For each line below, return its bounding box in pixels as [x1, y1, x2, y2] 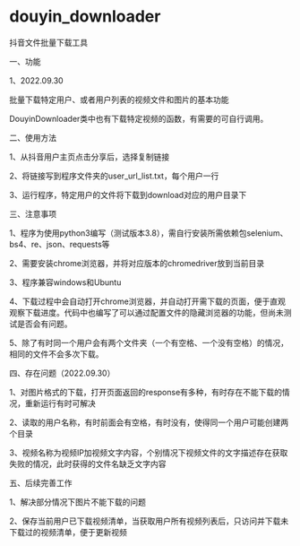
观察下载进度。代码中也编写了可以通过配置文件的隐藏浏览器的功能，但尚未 [9, 307, 284, 317]
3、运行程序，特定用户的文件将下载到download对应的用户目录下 [9, 189, 247, 200]
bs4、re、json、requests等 [9, 238, 110, 249]
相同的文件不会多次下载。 [9, 348, 104, 360]
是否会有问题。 [16, 318, 73, 329]
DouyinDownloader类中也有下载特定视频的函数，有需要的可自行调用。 [9, 113, 269, 124]
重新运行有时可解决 [24, 397, 96, 409]
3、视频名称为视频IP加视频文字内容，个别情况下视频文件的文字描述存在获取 [9, 446, 288, 458]
